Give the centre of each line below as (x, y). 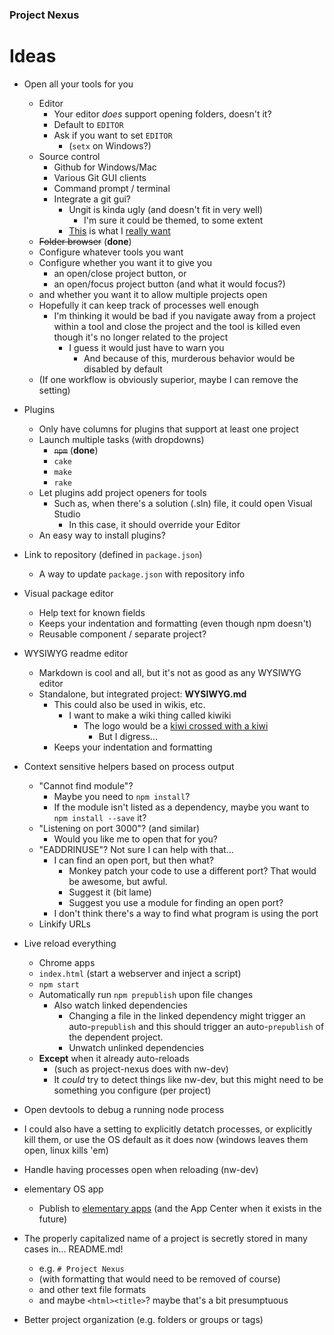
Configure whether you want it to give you (125, 262)
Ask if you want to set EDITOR (113, 135)
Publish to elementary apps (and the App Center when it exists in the (180, 1208)
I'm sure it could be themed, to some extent (173, 220)
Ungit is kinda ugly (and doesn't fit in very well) (166, 209)
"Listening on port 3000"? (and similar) (119, 828)
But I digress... (128, 736)
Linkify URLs (64, 924)
